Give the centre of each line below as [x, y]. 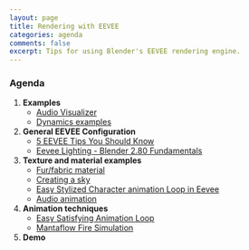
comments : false [40, 43]
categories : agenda [46, 34]
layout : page [34, 18]
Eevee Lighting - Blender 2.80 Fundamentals [119, 151]
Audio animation [67, 199]
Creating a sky [63, 180]
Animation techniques [65, 208]
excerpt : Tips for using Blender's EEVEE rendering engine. [125, 52]
